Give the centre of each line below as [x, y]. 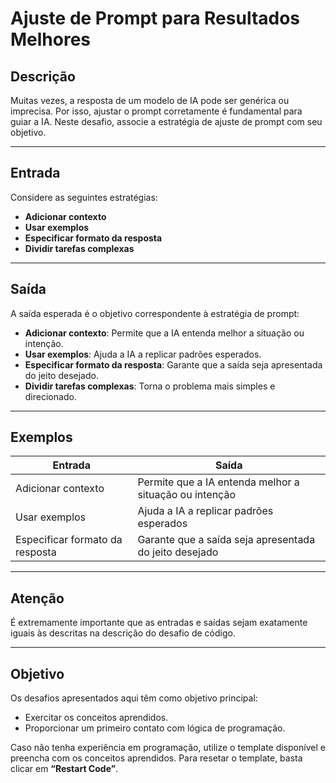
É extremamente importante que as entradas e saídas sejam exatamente [159, 623]
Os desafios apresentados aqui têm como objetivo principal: [134, 698]
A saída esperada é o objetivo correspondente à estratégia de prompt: [155, 313]
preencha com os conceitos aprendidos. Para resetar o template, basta [156, 758]
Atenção [37, 598]
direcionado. [50, 396]
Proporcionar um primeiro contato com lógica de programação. [155, 728]
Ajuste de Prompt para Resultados [155, 18]
